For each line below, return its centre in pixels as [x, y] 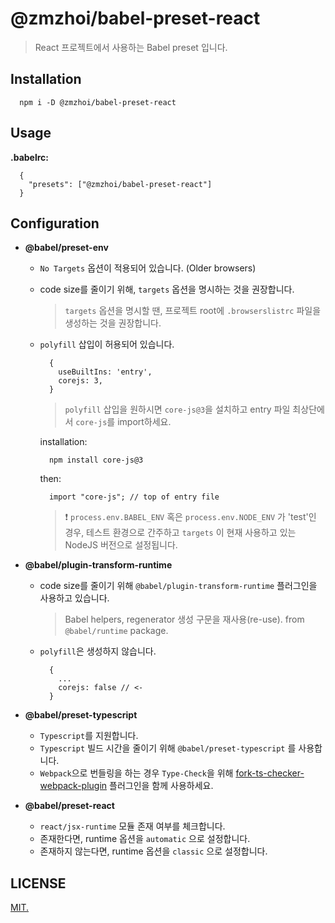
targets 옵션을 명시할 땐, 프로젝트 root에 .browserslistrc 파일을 [193, 311]
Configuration [55, 223]
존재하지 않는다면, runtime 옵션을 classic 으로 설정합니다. [153, 851]
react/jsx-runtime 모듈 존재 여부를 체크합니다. [132, 826]
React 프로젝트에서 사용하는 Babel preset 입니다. [131, 47]
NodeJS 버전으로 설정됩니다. [121, 545]
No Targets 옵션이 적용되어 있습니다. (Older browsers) [148, 268]
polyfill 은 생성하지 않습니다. [98, 651]
